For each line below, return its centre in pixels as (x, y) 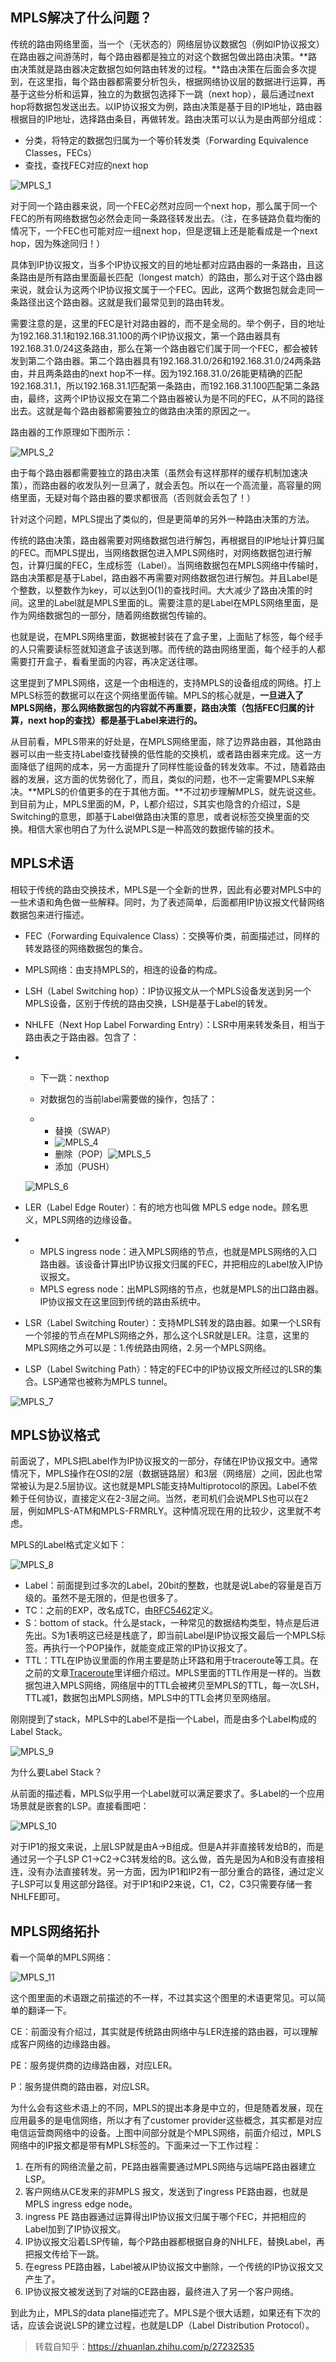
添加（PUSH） (84, 1166)
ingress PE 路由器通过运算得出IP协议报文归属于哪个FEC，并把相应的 (165, 2217)
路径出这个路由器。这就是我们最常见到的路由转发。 (124, 302)
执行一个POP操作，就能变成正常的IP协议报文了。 (152, 1648)
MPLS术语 (42, 863)
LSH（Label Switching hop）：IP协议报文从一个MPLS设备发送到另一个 (168, 990)
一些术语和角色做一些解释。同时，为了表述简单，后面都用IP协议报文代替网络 (167, 902)
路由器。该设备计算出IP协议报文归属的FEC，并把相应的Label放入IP (177, 1264)
